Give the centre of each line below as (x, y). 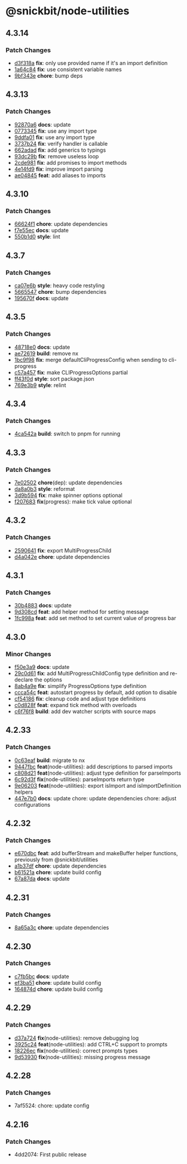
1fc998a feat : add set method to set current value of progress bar (95, 618)
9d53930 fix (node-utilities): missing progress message (82, 1057)
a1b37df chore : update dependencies (60, 866)
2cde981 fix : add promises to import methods (70, 162)
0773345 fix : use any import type (55, 131)
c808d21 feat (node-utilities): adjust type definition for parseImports (98, 773)
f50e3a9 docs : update (42, 667)
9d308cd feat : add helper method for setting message (81, 612)
